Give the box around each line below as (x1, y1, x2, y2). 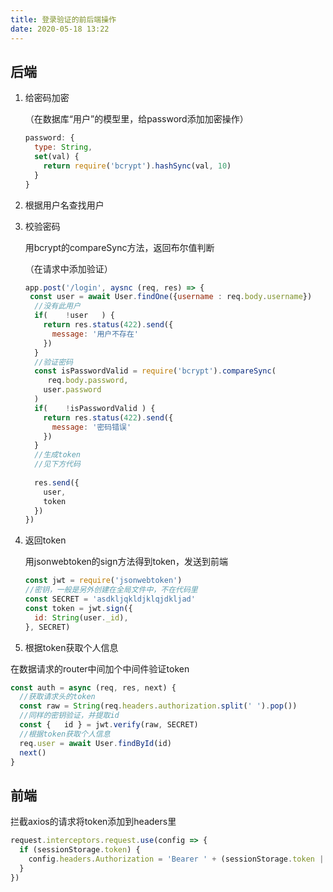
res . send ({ (34, 477, 80, 488)
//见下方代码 (34, 459, 81, 470)
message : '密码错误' (51, 422, 132, 432)
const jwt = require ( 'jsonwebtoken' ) (24, 576, 183, 586)
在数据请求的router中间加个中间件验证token (10, 662, 190, 675)
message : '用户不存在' (51, 329, 139, 339)
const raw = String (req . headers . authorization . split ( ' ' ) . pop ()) (19, 701, 298, 711)
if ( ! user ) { (34, 311, 116, 321)
